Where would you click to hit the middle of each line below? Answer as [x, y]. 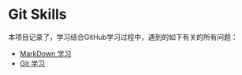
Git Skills [37, 14]
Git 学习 [32, 63]
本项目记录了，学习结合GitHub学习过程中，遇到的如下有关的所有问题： [123, 37]
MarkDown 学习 [45, 53]
